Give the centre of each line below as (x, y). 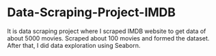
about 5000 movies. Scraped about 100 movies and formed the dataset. (108, 38)
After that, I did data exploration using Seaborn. (74, 45)
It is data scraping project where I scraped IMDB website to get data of (107, 31)
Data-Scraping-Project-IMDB (92, 12)
